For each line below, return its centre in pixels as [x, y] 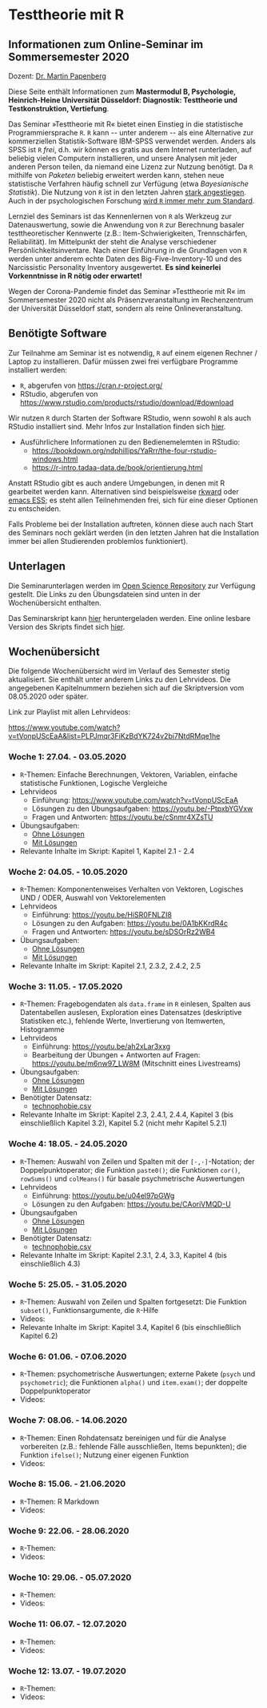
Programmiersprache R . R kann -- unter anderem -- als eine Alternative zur [131, 133]
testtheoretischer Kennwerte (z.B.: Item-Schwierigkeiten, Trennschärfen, [128, 233]
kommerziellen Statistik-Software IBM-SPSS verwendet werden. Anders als [132, 141]
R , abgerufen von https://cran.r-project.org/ [91, 385]
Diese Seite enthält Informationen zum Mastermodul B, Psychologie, [122, 91]
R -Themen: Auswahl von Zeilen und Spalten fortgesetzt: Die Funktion [133, 1301]
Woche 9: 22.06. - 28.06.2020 [69, 1530]
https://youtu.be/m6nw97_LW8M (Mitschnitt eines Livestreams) [136, 1064]
